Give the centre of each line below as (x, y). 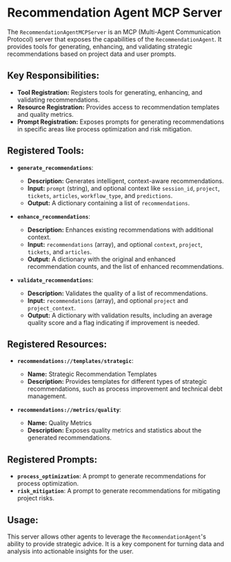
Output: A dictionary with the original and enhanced (101, 259)
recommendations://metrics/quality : (69, 410)
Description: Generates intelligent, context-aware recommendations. (125, 180)
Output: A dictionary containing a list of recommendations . (109, 203)
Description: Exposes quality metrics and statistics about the (114, 431)
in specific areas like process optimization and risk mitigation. (104, 129)
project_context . (52, 308)
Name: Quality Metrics (59, 423)
